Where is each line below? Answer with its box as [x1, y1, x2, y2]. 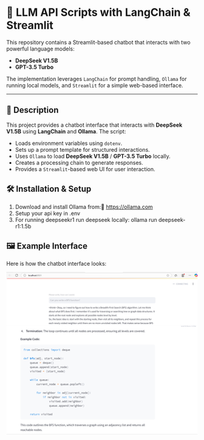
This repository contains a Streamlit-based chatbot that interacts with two [6, 38, 191, 46]
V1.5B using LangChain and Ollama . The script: [6, 127, 126, 135]
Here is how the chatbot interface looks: [6, 260, 107, 268]
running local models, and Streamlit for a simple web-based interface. [6, 82, 183, 89]
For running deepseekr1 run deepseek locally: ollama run [15, 216, 158, 223]
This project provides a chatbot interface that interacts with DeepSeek [6, 121, 183, 129]
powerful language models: [6, 45, 75, 52]
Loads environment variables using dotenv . [15, 140, 123, 147]
